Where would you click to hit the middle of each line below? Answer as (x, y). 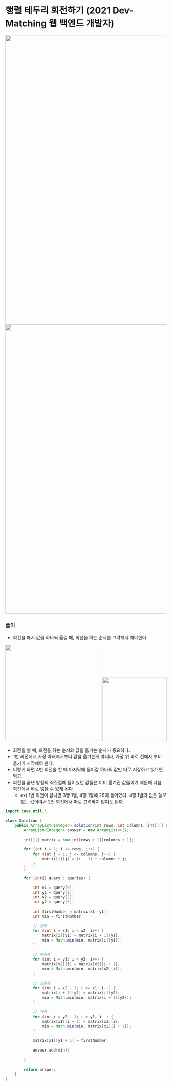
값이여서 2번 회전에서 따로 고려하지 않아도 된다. (77, 802)
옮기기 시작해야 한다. (33, 763)
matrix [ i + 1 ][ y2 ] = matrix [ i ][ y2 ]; (81, 993)
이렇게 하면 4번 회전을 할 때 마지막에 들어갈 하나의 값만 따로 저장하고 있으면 (88, 770)
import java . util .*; (27, 811)
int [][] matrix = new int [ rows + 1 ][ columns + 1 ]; (79, 840)
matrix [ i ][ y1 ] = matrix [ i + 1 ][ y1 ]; (81, 936)
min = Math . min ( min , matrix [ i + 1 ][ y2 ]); (87, 998)
